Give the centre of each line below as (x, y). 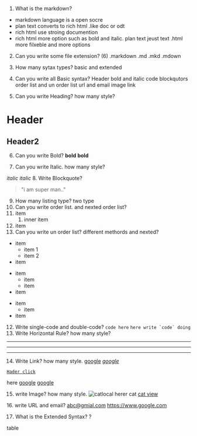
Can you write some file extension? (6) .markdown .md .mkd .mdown (98, 56)
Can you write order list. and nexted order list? (71, 207)
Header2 (23, 141)
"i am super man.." (43, 189)
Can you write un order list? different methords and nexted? (87, 232)
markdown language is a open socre (59, 20)
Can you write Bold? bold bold (52, 155)
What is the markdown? (44, 8)
